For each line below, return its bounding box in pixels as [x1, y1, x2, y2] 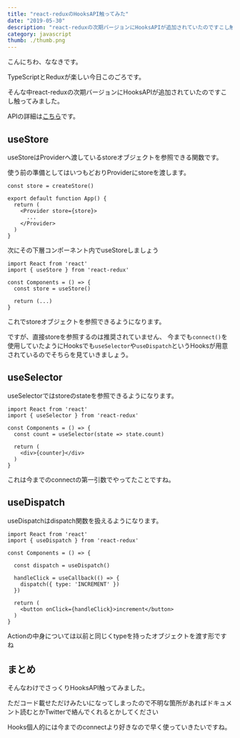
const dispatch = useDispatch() [14, 562, 111, 569]
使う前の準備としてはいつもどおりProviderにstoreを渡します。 [7, 168, 191, 176]
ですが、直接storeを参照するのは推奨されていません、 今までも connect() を [7, 332, 228, 341]
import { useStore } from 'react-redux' [7, 266, 130, 274]
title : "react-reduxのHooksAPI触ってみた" [7, 10, 129, 18]
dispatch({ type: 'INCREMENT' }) [20, 580, 120, 588]
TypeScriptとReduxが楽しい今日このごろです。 [7, 73, 145, 81]
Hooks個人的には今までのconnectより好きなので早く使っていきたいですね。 [7, 723, 231, 732]
